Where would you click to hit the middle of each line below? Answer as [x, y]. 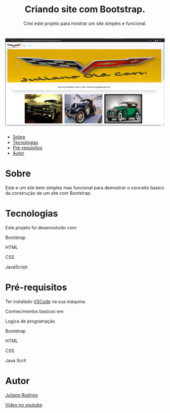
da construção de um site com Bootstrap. [49, 193]
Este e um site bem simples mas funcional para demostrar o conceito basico [85, 187]
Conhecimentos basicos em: [35, 311]
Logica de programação [30, 321]
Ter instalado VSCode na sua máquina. [46, 301]
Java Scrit [16, 360]
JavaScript [16, 267]
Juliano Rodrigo [22, 395]
